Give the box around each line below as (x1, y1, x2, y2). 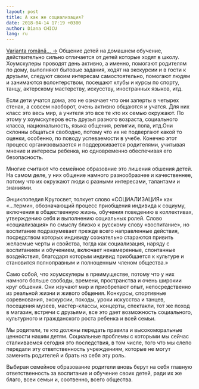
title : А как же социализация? (6, 14, 84, 20)
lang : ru (6, 31, 28, 37)
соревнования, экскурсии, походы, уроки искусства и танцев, (6, 296, 166, 303)
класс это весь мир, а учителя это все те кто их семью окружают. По (6, 110, 184, 117)
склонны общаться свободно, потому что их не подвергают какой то (6, 129, 183, 136)
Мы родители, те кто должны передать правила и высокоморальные (6, 326, 183, 334)
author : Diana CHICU (6, 25, 58, 32)
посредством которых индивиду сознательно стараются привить (6, 234, 174, 241)
